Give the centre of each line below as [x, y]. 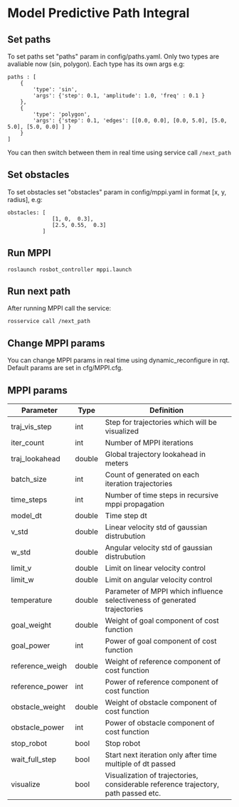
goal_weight [31, 626]
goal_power [31, 645]
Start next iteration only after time [161, 755]
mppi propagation [135, 505]
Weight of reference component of [163, 662]
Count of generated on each [152, 475]
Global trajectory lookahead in [155, 455]
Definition [166, 411]
